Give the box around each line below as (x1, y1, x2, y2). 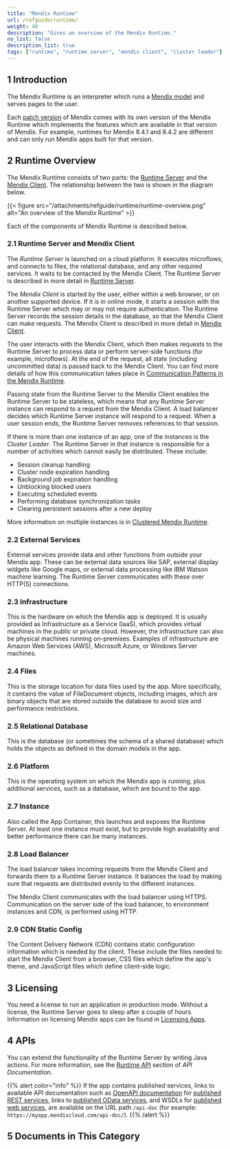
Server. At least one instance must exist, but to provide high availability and (7, 825, 220, 833)
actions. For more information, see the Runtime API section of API (7, 1060, 192, 1068)
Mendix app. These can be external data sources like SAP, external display (7, 558, 218, 566)
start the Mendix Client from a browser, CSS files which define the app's (7, 955, 211, 963)
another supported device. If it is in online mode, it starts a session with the (7, 297, 220, 305)
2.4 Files (7, 666, 37, 676)
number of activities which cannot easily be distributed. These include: (7, 447, 208, 455)
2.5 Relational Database (7, 721, 89, 731)
